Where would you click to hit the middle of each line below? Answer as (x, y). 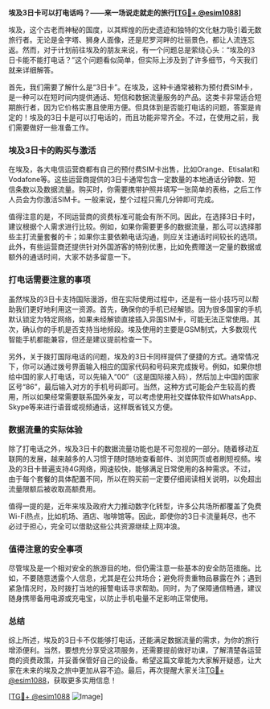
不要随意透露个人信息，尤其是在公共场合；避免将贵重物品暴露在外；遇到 (142, 578)
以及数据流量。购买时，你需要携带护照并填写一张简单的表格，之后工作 (145, 189)
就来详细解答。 (33, 70)
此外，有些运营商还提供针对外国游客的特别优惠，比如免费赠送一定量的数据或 (135, 247)
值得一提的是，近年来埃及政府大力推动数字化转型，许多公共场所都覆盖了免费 (135, 506)
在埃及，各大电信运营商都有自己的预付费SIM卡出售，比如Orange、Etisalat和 (134, 169)
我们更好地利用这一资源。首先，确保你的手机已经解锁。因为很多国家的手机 (138, 309)
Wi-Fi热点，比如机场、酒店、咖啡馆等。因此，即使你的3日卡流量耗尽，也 (129, 516)
